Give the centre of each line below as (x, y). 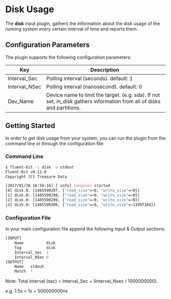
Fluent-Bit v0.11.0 (26, 172)
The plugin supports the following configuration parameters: (68, 57)
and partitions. (63, 107)
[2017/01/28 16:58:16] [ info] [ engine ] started (58, 186)
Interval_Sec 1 (32, 252)
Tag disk (35, 248)
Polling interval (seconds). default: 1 (90, 78)
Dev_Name (21, 101)
